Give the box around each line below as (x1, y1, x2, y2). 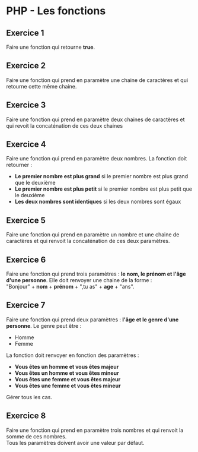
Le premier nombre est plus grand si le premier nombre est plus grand (14, 173, 189, 180)
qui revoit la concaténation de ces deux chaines (6, 122, 123, 129)
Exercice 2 (6, 61, 46, 71)
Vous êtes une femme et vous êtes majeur (14, 375, 121, 383)
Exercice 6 (6, 254, 46, 265)
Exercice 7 (6, 300, 46, 310)
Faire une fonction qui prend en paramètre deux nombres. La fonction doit (6, 155, 187, 162)
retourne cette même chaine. (6, 83, 77, 90)
